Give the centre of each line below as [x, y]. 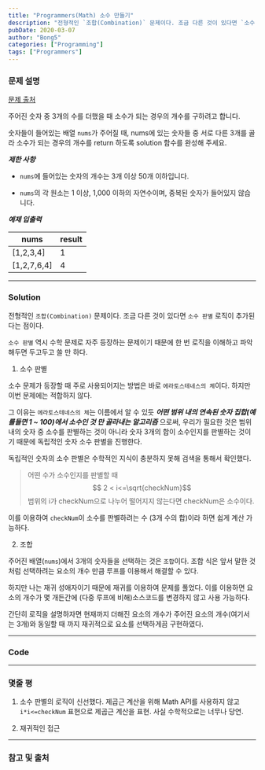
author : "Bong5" [35, 37]
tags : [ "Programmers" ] [45, 52]
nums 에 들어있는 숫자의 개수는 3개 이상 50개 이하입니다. [104, 176]
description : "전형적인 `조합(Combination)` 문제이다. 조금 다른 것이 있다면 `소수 [132, 23]
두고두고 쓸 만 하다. [58, 352]
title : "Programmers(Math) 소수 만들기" [71, 15]
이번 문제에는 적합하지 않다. [50, 395]
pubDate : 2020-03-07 [42, 30]
